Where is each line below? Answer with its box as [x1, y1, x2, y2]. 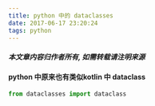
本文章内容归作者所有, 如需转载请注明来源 [8, 52, 145, 61]
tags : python [8, 26, 52, 34]
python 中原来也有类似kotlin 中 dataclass [8, 72, 146, 81]
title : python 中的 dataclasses [8, 11, 113, 20]
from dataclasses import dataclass [8, 90, 127, 98]
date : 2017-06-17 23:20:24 [8, 19, 98, 27]
